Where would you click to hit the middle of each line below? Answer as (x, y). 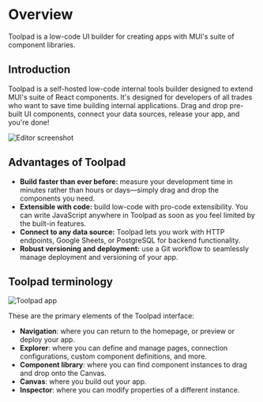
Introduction (39, 70)
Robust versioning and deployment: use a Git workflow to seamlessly (134, 248)
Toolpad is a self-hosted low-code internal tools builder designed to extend (131, 88)
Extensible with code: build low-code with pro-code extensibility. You (134, 206)
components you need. (57, 198)
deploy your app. (47, 340)
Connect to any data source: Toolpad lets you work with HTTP (122, 231)
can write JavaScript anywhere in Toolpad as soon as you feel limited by (137, 215)
